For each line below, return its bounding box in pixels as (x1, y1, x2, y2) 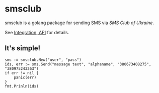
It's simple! (5, 44, 41, 53)
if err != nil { (5, 70, 39, 75)
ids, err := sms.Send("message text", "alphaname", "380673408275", (5, 61, 151, 67)
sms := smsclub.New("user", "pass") (5, 57, 82, 62)
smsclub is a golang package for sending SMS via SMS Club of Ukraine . (5, 20, 154, 26)
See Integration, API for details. (5, 29, 69, 35)
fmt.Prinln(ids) (5, 83, 39, 88)
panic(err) (14, 75, 37, 80)
